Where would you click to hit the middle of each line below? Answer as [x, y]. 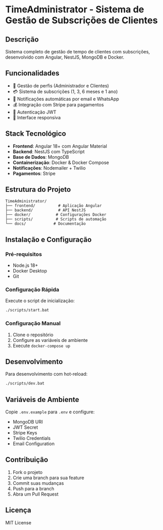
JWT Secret [25, 427]
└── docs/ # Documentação [46, 224]
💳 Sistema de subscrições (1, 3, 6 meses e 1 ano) [65, 92]
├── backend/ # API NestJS [46, 210]
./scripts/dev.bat [25, 383]
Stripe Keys [25, 433]
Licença [18, 510]
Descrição [22, 39]
